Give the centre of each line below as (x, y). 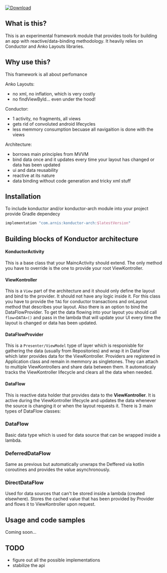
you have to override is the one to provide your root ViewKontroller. (74, 268)
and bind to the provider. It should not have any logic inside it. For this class (83, 296)
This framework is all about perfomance (46, 74)
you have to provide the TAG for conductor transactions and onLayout (76, 302)
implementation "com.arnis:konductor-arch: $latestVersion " (68, 223)
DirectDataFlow (24, 483)
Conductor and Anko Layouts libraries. (45, 46)
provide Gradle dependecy (33, 214)
